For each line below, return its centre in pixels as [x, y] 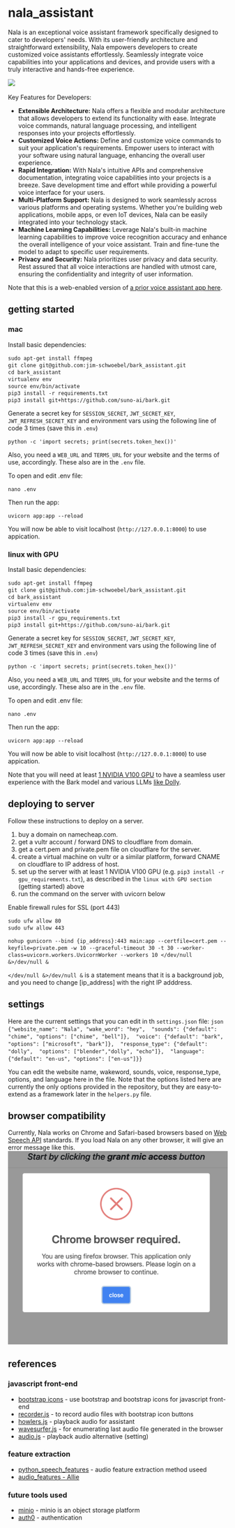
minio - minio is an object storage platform [79, 1511]
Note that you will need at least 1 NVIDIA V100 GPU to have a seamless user [117, 774]
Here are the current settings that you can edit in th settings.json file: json [116, 1021]
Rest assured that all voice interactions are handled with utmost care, [117, 266]
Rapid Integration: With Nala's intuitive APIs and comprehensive [111, 170]
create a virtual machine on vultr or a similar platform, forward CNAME [119, 856]
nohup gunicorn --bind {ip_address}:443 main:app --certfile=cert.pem [113, 941]
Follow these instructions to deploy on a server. [76, 821]
